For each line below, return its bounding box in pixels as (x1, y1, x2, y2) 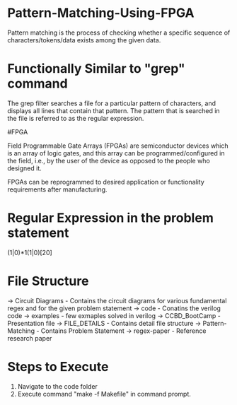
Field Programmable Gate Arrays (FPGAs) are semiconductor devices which (7, 141, 229, 150)
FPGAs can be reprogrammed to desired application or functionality (7, 177, 205, 186)
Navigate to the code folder (17, 382, 98, 390)
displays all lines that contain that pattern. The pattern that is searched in (7, 106, 221, 115)
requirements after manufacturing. (7, 185, 108, 194)
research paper (7, 334, 52, 342)
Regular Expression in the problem (7, 210, 214, 226)
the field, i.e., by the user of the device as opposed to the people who (7, 156, 210, 165)
